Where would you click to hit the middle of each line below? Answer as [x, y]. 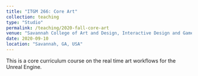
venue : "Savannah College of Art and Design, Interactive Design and [93, 33]
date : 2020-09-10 [27, 39]
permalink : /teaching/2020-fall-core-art [58, 28]
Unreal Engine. [24, 67]
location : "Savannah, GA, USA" [44, 44]
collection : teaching [33, 17]
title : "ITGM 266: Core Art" [42, 11]
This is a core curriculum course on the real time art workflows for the [91, 61]
